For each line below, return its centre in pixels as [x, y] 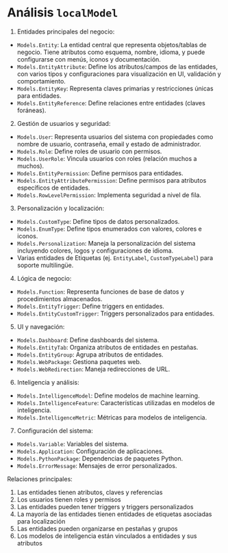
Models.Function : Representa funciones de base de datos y [101, 292]
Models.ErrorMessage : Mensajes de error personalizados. [97, 465]
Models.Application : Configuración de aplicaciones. [90, 451]
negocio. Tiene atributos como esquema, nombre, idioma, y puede [111, 52]
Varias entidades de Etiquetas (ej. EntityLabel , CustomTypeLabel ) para [115, 257]
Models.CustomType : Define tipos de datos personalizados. [98, 221]
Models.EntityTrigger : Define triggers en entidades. [90, 306]
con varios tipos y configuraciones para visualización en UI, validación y [119, 74]
